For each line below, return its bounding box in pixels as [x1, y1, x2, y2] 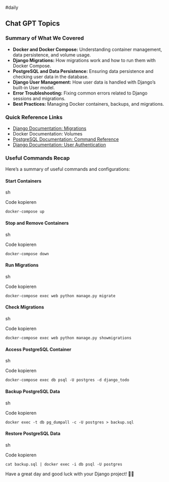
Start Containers [5, 178, 42, 184]
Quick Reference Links [5, 113, 63, 121]
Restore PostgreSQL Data [5, 431, 60, 437]
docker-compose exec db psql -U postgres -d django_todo [5, 377, 130, 383]
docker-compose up [5, 209, 45, 215]
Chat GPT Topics [5, 19, 60, 28]
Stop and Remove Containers [5, 220, 69, 226]
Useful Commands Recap [5, 154, 70, 161]
